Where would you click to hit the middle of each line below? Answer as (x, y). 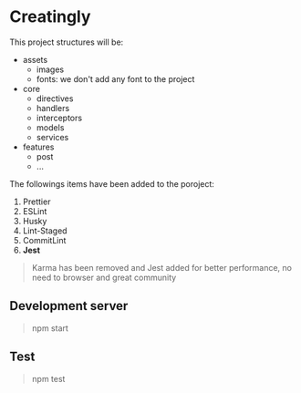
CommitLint (44, 240)
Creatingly (50, 17)
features (38, 147)
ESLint (35, 211)
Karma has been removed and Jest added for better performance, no (161, 267)
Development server (69, 306)
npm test (48, 378)
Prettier (36, 202)
